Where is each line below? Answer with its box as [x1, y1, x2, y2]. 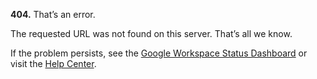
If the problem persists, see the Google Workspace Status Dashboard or [10, 47, 308, 59]
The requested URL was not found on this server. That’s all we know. [10, 28, 293, 39]
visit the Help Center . [10, 58, 97, 69]
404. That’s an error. [10, 9, 96, 20]
